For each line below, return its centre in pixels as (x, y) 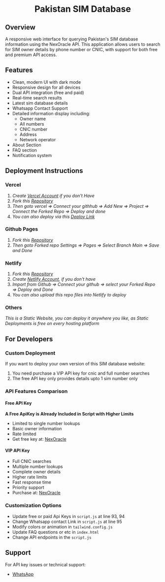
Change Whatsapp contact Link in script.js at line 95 (67, 521)
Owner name (33, 119)
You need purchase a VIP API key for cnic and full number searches (81, 373)
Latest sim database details (40, 103)
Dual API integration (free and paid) (48, 93)
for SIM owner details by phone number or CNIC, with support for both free (81, 49)
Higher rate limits (30, 477)
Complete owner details (36, 472)
